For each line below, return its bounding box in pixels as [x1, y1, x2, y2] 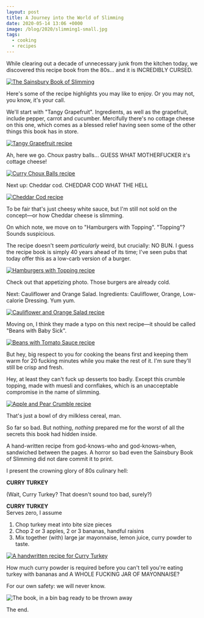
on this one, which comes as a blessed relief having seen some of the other [6, 121, 196, 128]
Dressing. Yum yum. [24, 297, 76, 304]
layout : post [6, 9, 40, 15]
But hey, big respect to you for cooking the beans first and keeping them [6, 351, 189, 358]
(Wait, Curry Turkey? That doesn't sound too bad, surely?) [6, 490, 152, 498]
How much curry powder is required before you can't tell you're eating [6, 564, 183, 571]
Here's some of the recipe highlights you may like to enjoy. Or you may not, [6, 90, 195, 97]
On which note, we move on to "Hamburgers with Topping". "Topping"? [6, 224, 186, 231]
